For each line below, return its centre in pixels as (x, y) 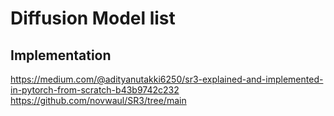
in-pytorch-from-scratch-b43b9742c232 (95, 90)
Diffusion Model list (93, 18)
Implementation (61, 55)
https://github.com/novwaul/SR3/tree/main (98, 100)
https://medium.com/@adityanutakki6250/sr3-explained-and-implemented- (167, 79)
